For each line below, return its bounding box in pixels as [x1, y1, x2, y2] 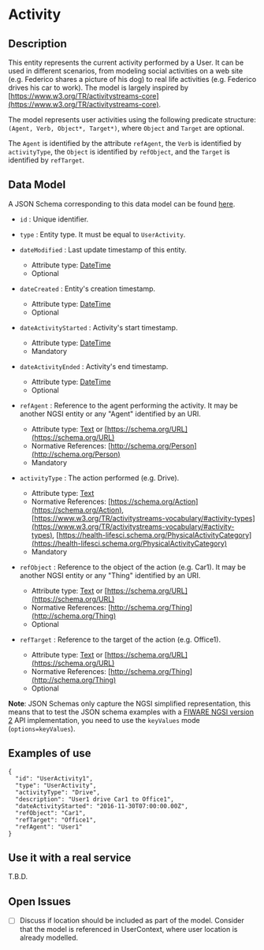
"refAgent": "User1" [15, 822, 83, 831]
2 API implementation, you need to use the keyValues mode [8, 715, 200, 725]
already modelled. [19, 933, 79, 943]
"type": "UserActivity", [15, 781, 97, 789]
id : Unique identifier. [19, 214, 89, 224]
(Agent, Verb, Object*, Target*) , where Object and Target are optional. [8, 124, 245, 132]
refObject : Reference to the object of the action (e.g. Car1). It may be [19, 562, 247, 572]
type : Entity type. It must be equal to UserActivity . [19, 229, 186, 239]
